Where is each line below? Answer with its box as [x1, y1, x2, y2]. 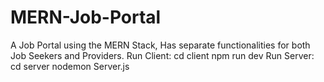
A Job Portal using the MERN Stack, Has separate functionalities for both [10, 39, 311, 51]
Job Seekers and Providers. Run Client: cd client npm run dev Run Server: [10, 49, 315, 61]
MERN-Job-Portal [10, 6, 162, 29]
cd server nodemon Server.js [10, 60, 130, 72]
